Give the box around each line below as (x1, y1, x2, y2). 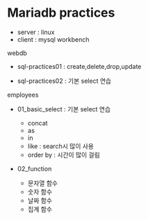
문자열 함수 (27, 179, 58, 187)
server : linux (17, 28, 55, 36)
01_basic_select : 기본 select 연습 (17, 104, 111, 113)
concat (27, 118, 48, 127)
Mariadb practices (7, 5, 115, 21)
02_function (17, 164, 52, 173)
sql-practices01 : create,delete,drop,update (17, 62, 142, 70)
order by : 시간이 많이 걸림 (27, 150, 101, 159)
